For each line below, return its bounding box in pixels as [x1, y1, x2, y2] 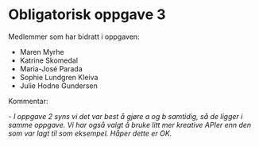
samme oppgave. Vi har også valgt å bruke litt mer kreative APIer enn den [8, 120, 252, 129]
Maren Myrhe [19, 47, 65, 56]
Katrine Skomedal [19, 56, 78, 65]
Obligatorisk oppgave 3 [8, 6, 166, 24]
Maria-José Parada [19, 63, 83, 73]
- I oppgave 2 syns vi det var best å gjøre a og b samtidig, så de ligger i [8, 111, 243, 121]
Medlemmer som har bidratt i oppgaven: [8, 32, 141, 41]
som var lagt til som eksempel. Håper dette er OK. [8, 129, 172, 138]
